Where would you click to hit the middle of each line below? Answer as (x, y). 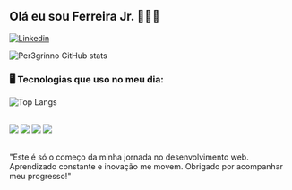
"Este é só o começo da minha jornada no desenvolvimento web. (129, 157)
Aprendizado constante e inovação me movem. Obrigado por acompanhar (146, 167)
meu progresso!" (40, 177)
